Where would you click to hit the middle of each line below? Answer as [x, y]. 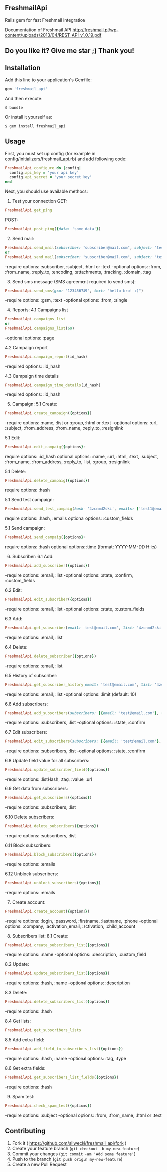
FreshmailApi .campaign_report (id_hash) [46, 357]
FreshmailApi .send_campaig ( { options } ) [45, 537]
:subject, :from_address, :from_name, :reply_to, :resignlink [64, 428]
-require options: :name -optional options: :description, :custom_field [76, 955]
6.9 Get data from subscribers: [37, 789]
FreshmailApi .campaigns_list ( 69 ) [40, 328]
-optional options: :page [30, 338]
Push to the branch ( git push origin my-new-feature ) [67, 1159]
